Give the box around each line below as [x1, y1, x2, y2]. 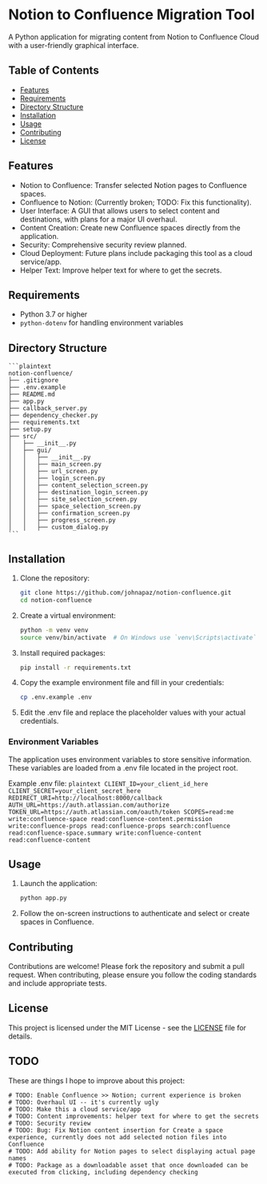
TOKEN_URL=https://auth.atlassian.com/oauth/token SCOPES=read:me [8, 807, 234, 816]
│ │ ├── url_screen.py [8, 468, 98, 476]
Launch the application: [19, 879, 98, 888]
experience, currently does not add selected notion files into [8, 1133, 227, 1141]
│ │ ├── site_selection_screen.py [8, 496, 137, 504]
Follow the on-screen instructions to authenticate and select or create [19, 909, 250, 919]
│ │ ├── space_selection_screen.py [8, 502, 141, 511]
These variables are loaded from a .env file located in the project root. [8, 763, 238, 772]
